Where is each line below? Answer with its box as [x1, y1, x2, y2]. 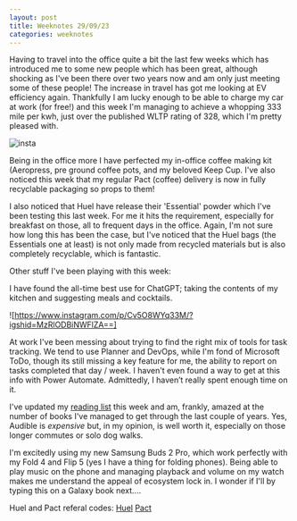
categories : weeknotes [9, 29, 94, 38]
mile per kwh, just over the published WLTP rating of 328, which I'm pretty [9, 111, 283, 122]
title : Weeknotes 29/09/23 [9, 21, 110, 30]
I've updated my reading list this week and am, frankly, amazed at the [9, 401, 265, 412]
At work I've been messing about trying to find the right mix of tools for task [9, 337, 288, 348]
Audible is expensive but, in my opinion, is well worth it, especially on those [9, 421, 286, 432]
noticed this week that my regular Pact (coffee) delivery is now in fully [9, 174, 266, 185]
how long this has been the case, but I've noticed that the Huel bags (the [9, 230, 276, 240]
